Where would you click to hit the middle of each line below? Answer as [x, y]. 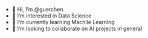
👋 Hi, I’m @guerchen [37, 9]
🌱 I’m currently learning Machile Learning [63, 22]
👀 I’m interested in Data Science [52, 16]
